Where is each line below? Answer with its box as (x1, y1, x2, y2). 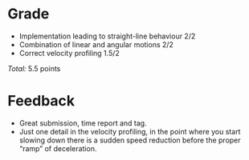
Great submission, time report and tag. (18, 118, 147, 128)
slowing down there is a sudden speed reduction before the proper (18, 135, 242, 145)
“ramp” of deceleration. (18, 143, 97, 153)
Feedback (7, 92, 76, 110)
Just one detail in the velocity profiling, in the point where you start (18, 126, 241, 136)
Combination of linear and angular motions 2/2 (18, 39, 174, 49)
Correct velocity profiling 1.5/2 (18, 48, 120, 58)
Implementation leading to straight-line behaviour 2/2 (18, 31, 196, 41)
